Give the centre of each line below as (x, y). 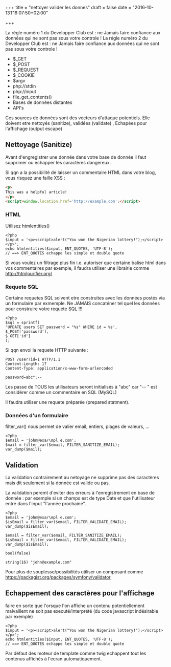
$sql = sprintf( (22, 322)
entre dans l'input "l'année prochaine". (46, 504)
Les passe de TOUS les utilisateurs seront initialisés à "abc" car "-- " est (81, 386)
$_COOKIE (23, 75)
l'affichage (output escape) (34, 128)
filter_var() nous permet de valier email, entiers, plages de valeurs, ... (77, 426)
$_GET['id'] (18, 336)
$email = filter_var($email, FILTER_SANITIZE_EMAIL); (64, 535)
